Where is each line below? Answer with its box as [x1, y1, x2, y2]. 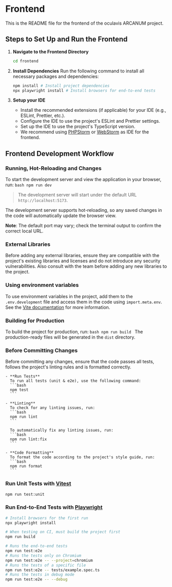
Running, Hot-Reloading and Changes [5, 165, 102, 172]
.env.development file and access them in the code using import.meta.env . [5, 299, 163, 305]
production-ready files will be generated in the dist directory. [5, 334, 136, 340]
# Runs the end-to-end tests [5, 543, 68, 549]
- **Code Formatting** [5, 450, 54, 456]
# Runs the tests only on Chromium [5, 553, 82, 558]
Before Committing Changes [5, 347, 78, 354]
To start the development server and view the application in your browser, [5, 177, 162, 183]
